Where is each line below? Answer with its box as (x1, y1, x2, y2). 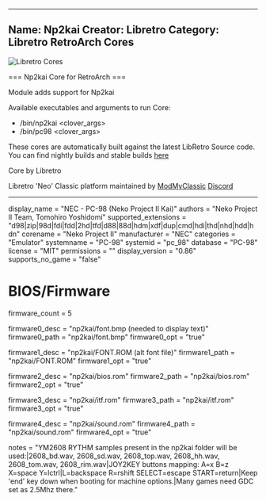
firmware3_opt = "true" (8, 403, 84, 413)
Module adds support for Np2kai (8, 87, 115, 97)
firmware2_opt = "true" (8, 380, 84, 389)
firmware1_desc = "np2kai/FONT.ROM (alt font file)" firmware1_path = (8, 347, 236, 357)
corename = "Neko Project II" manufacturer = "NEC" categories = (21, 229, 236, 239)
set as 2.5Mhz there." (8, 484, 78, 494)
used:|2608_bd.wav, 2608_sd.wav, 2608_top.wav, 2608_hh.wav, (8, 451, 220, 461)
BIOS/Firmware (8, 282, 111, 300)
